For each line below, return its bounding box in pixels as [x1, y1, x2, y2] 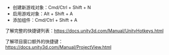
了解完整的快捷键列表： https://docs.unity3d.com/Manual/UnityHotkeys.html [5, 28, 164, 34]
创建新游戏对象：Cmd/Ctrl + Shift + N [12, 5, 91, 10]
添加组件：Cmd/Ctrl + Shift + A [12, 17, 77, 23]
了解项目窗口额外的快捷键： [5, 38, 63, 44]
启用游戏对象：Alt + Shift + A [12, 11, 73, 17]
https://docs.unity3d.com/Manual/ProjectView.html [5, 44, 112, 50]
